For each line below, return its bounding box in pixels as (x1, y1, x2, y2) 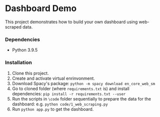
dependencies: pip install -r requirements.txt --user (12, 90, 126, 97)
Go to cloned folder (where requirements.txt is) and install (12, 86, 130, 91)
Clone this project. (12, 70, 49, 76)
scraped (5, 24, 22, 29)
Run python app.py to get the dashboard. (12, 106, 94, 112)
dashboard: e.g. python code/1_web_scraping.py (12, 101, 108, 107)
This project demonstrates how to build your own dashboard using (5, 19, 138, 25)
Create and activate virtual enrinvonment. (12, 75, 96, 81)
